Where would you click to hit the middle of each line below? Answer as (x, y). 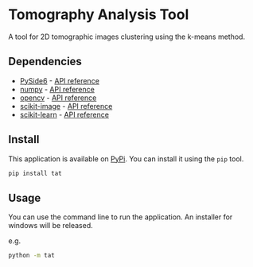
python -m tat (32, 256)
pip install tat (35, 173)
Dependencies (45, 62)
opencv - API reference (58, 98)
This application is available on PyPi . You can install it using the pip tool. (126, 159)
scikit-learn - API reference (64, 114)
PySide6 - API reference (59, 80)
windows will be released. (51, 226)
